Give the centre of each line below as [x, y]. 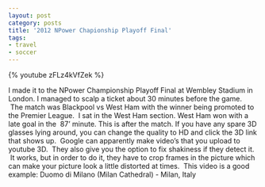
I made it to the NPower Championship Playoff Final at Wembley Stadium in [131, 90]
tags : [17, 38]
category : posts [35, 23]
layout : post [30, 15]
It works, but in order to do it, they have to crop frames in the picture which [132, 158]
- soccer [23, 52]
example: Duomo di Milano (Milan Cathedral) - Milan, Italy [102, 174]
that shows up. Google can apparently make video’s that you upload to [124, 141]
